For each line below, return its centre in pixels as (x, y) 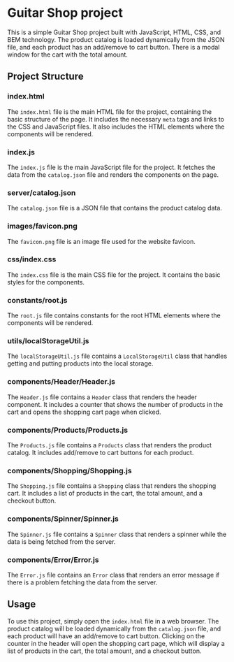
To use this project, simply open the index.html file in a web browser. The (113, 621)
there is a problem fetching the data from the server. (82, 582)
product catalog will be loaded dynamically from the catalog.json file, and (114, 628)
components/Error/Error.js (53, 559)
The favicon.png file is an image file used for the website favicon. (101, 241)
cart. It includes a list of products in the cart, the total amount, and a (105, 494)
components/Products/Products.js (67, 430)
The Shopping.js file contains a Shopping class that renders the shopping (112, 486)
